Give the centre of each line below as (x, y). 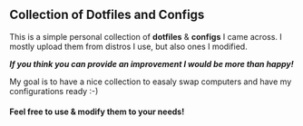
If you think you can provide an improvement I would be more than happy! (151, 63)
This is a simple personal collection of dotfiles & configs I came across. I (146, 36)
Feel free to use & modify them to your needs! (97, 111)
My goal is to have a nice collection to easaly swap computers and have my (151, 82)
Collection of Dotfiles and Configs (107, 15)
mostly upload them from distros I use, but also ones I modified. (128, 46)
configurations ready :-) (54, 91)
